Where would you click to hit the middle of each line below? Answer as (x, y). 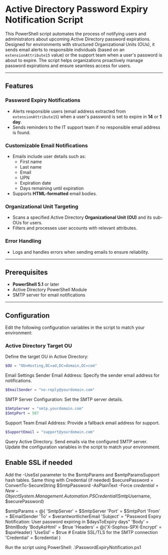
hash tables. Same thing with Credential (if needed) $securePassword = (79, 480)
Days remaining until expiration (52, 188)
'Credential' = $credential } (33, 537)
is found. (21, 132)
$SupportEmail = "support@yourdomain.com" (50, 432)
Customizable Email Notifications (47, 145)
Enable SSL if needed (39, 463)
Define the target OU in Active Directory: (47, 357)
